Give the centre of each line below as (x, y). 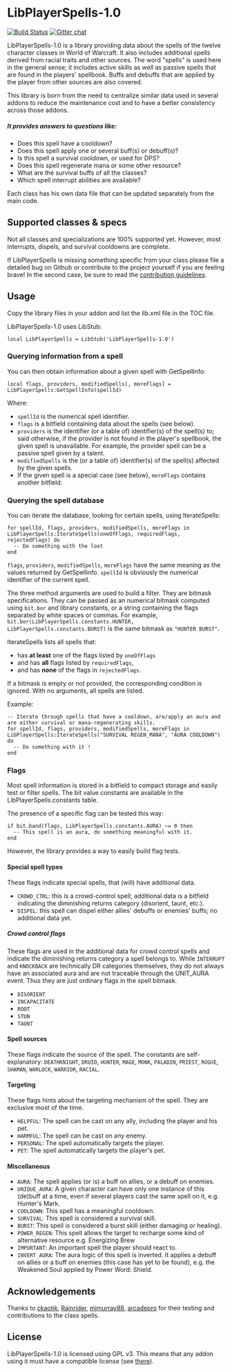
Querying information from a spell (65, 356)
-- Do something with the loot (58, 546)
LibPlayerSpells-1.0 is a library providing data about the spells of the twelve (114, 45)
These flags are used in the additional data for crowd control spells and (108, 951)
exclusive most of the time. (46, 1108)
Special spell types (35, 867)
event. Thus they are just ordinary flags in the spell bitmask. (92, 980)
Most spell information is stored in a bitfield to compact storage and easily (113, 785)
